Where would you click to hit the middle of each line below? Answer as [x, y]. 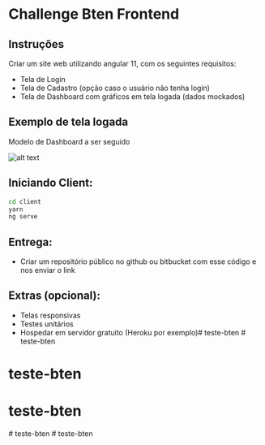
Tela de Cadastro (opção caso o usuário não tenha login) [115, 88]
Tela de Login [43, 79]
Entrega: [30, 242]
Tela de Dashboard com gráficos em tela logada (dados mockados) [132, 97]
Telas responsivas [50, 315]
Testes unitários [47, 324]
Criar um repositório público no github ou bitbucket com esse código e [138, 261]
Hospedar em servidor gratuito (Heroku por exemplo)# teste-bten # [133, 332]
